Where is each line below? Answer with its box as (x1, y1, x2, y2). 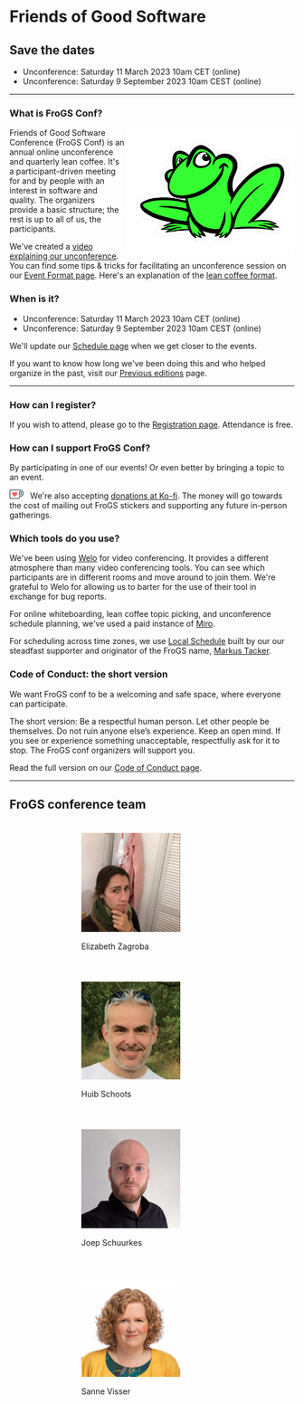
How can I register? (9, 398, 97, 411)
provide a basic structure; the (9, 204, 119, 215)
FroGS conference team (9, 797, 147, 812)
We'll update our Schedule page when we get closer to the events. (9, 340, 258, 351)
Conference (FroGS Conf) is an (9, 138, 125, 148)
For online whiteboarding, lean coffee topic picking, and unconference (9, 609, 271, 620)
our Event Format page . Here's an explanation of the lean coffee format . (9, 270, 278, 281)
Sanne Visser (81, 1386, 131, 1397)
